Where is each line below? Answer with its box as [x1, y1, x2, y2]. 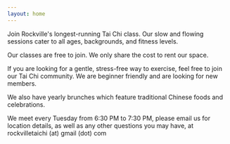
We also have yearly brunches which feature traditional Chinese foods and [7, 93, 224, 101]
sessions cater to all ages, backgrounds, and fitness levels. [7, 37, 179, 46]
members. [7, 79, 37, 88]
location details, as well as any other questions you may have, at [7, 121, 193, 130]
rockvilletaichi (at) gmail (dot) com [7, 129, 107, 137]
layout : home [7, 10, 46, 18]
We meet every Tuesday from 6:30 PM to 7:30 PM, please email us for [7, 114, 211, 122]
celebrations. [7, 100, 46, 109]
